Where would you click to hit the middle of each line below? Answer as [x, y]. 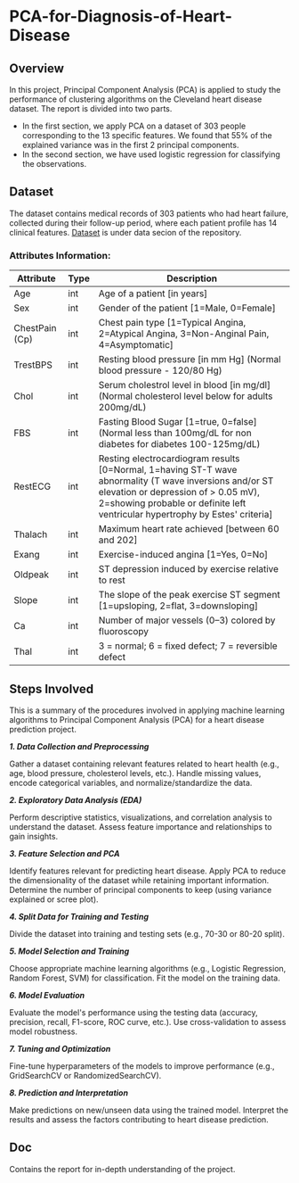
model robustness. [44, 1031]
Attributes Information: [60, 255]
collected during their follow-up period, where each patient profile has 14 [143, 223]
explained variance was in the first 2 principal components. [130, 145]
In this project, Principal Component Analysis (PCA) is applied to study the [145, 90]
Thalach [31, 534]
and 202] [118, 540]
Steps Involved [52, 689]
